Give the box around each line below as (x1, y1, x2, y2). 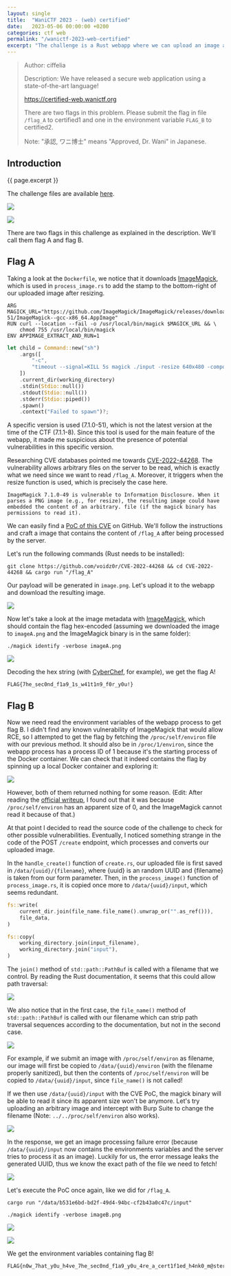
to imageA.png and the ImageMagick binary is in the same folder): (7, 629, 191, 638)
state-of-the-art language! (23, 82, 99, 90)
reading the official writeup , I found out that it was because (7, 796, 175, 804)
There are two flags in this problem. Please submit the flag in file (23, 108, 207, 117)
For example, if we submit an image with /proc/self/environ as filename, (7, 1054, 214, 1062)
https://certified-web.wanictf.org (23, 95, 117, 103)
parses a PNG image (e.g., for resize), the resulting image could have (7, 498, 220, 505)
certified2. (23, 123, 54, 131)
